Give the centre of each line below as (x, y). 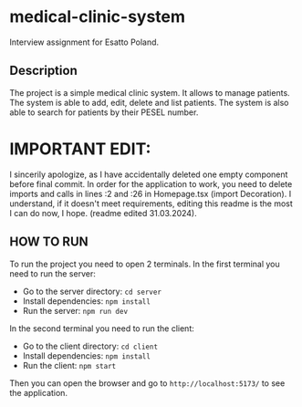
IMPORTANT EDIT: (80, 149)
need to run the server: (52, 273)
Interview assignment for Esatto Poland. (84, 42)
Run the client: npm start (69, 365)
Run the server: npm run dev (75, 310)
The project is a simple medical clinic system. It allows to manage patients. (150, 92)
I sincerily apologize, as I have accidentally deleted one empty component (149, 174)
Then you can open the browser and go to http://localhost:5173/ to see (147, 383)
